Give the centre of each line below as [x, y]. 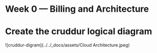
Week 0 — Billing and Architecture [77, 9]
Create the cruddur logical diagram [79, 32]
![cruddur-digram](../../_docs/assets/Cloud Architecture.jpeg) [68, 45]
